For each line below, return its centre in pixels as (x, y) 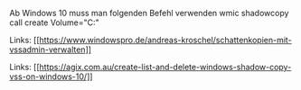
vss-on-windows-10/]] (51, 76)
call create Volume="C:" (54, 22)
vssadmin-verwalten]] (51, 49)
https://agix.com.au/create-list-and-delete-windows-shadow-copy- (165, 67)
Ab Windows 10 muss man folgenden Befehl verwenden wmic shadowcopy (149, 13)
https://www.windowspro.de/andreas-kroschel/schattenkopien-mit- (165, 40)
